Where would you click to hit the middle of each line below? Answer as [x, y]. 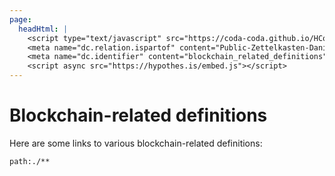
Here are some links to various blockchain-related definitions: [136, 143]
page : [20, 19]
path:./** [30, 161]
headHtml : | [43, 29]
